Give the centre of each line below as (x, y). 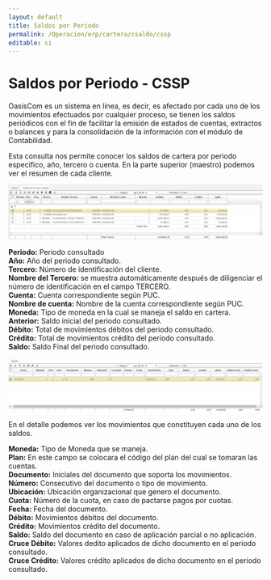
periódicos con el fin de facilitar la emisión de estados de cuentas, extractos (135, 123)
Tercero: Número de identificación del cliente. (85, 269)
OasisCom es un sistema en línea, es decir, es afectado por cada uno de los (134, 106)
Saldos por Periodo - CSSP (99, 84)
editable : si (30, 43)
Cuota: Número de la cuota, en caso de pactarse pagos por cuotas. (121, 500)
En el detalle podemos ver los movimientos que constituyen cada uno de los (135, 424)
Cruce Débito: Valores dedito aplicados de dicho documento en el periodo (132, 543)
